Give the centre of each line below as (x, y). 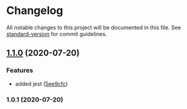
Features (20, 71)
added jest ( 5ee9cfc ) (41, 83)
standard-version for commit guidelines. (57, 33)
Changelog (35, 11)
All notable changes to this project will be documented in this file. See (94, 27)
